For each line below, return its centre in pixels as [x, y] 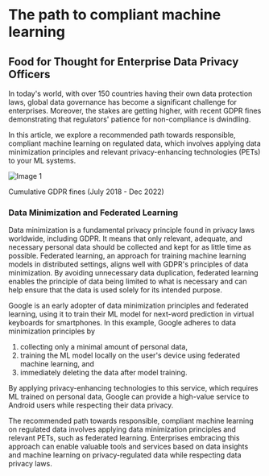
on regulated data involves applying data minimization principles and [122, 429]
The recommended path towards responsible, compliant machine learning [131, 421]
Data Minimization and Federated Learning [93, 213]
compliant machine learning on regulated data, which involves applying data [135, 143]
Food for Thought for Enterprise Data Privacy [124, 62]
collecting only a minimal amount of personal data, [103, 347]
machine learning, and [57, 364]
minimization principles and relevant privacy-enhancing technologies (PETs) [134, 152]
